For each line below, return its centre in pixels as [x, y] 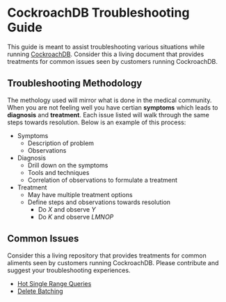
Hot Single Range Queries [54, 283]
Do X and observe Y [67, 209]
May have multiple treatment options [80, 194]
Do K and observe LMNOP [76, 217]
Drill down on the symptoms [68, 165]
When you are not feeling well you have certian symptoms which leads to [113, 107]
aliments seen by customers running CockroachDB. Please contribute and [113, 262]
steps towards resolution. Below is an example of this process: [97, 122]
